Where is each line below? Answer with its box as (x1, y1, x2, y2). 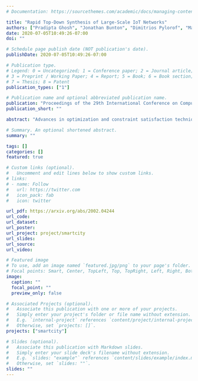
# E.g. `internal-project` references (6, 317, 107, 323)
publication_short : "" (6, 106, 62, 112)
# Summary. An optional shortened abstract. (6, 127, 117, 133)
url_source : (6, 241, 35, 247)
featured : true (6, 154, 44, 160)
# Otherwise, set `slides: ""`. (6, 360, 91, 367)
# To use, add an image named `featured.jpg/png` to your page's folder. (6, 263, 192, 269)
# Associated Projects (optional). (6, 301, 94, 307)
